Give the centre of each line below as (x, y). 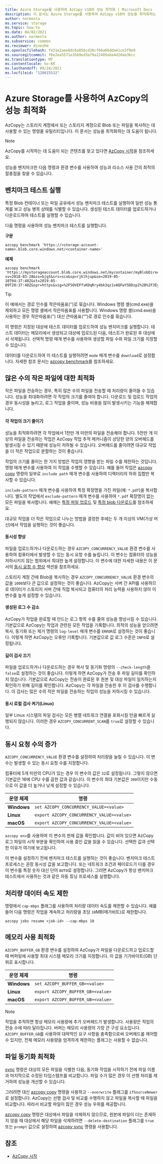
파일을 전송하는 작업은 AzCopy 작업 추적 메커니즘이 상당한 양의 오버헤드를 (84, 439)
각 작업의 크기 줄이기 (24, 421)
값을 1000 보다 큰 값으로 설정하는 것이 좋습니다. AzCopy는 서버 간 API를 (72, 583)
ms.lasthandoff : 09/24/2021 (33, 69)
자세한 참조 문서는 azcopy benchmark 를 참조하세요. (65, 361)
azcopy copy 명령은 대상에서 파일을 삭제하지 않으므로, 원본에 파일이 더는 (74, 1114)
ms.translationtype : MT (29, 59)
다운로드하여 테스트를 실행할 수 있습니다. (43, 215)
